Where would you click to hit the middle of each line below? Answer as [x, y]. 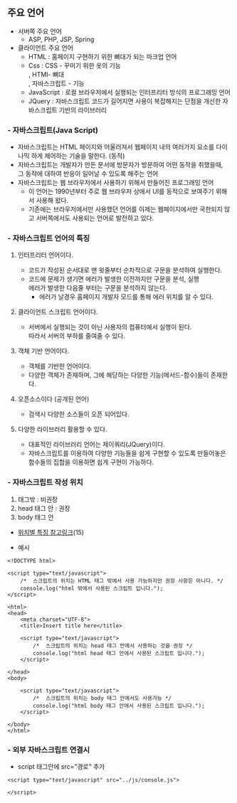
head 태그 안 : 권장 [44, 508]
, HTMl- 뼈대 [46, 74]
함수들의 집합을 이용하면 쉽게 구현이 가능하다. [91, 462]
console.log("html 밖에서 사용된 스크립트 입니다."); [92, 588]
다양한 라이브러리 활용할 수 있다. [62, 430]
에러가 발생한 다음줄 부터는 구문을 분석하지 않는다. [98, 288]
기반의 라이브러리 [83, 110]
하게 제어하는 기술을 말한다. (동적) [78, 156]
